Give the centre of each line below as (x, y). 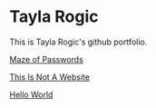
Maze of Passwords (46, 59)
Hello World (31, 94)
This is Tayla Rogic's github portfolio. (78, 42)
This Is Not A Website (50, 77)
